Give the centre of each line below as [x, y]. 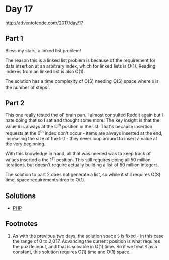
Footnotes [21, 224]
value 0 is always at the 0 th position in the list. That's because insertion [79, 126]
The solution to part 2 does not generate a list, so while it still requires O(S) [83, 175]
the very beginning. [25, 144]
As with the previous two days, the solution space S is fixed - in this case [88, 236]
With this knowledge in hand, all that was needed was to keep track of [78, 153]
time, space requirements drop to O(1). [45, 180]
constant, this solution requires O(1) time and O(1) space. [71, 252]
